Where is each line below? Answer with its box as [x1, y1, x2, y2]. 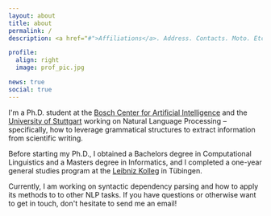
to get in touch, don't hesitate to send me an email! [8, 198, 177, 208]
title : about [8, 19, 52, 27]
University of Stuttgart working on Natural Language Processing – [8, 116, 227, 125]
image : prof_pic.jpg [15, 63, 85, 72]
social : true [8, 85, 52, 93]
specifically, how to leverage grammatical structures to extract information [8, 124, 256, 134]
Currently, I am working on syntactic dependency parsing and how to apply [8, 181, 259, 191]
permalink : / [8, 26, 52, 35]
